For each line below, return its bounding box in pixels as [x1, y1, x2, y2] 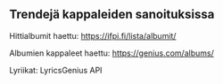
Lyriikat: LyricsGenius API [9, 65, 103, 75]
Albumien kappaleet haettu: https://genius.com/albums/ [9, 48, 214, 58]
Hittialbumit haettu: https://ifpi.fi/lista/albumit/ [9, 30, 177, 41]
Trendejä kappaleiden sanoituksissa [9, 7, 215, 22]
